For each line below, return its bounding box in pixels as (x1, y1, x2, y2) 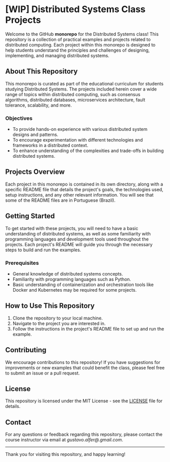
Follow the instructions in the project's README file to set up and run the (12, 326, 164, 332)
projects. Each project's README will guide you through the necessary (5, 241, 153, 247)
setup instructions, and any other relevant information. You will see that (5, 192, 154, 198)
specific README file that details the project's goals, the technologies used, (5, 186, 163, 193)
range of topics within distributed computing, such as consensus (5, 91, 141, 97)
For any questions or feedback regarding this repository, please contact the (5, 431, 163, 438)
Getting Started (5, 212, 55, 220)
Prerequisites (5, 259, 39, 266)
